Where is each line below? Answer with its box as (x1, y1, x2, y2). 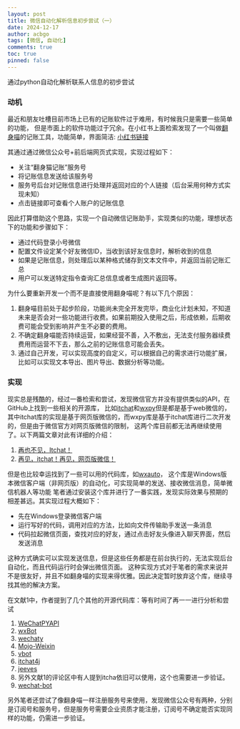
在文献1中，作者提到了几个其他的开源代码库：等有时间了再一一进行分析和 (7, 596, 223, 605)
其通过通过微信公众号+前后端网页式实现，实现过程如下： (7, 148, 175, 157)
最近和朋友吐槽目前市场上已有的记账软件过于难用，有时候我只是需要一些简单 (7, 115, 233, 124)
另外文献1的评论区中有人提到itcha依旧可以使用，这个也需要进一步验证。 (17, 673, 229, 682)
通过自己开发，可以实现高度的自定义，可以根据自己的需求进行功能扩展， (17, 349, 231, 357)
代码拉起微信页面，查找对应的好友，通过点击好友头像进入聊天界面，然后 (17, 530, 231, 538)
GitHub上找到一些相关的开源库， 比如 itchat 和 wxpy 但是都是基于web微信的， (7, 404, 231, 412)
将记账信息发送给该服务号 (17, 172, 94, 181)
